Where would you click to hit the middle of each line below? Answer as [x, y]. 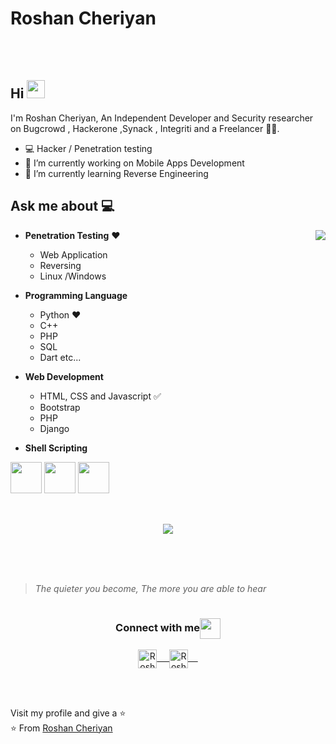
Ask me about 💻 [62, 206]
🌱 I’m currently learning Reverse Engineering [116, 173]
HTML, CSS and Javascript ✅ [100, 396]
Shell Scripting [56, 448]
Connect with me [157, 628]
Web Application [73, 254]
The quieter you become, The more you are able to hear [150, 588]
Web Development [64, 376]
